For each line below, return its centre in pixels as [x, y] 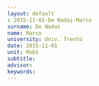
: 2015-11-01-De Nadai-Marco [49, 20]
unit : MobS [23, 53]
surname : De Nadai [34, 26]
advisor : [20, 65]
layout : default [31, 14]
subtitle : [22, 59]
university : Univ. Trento [45, 40]
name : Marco [24, 33]
